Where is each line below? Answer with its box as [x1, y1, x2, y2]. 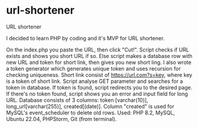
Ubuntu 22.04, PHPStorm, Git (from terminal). [6, 115, 117, 122]
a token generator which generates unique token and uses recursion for [6, 65, 181, 72]
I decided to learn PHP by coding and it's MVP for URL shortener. [6, 34, 165, 41]
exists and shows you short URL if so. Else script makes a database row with [6, 52, 193, 59]
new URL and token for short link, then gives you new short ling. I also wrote [6, 59, 192, 66]
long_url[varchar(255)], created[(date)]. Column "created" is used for [6, 103, 174, 110]
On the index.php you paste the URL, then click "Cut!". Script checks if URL [6, 46, 189, 53]
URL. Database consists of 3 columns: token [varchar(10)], [6, 96, 149, 104]
